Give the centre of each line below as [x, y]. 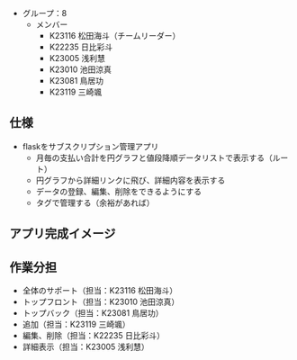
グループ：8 [45, 13]
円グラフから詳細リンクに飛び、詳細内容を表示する [130, 180]
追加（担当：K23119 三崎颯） [76, 324]
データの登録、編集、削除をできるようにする [119, 191]
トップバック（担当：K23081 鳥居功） [93, 313]
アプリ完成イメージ [63, 234]
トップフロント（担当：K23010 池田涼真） [101, 302]
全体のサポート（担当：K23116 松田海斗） [100, 291]
